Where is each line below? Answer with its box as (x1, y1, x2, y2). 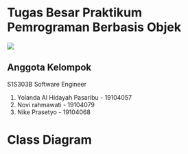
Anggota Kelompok (7, 62, 91, 74)
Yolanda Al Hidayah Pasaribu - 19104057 (16, 93, 132, 101)
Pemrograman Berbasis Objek (7, 19, 182, 35)
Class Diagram (7, 132, 93, 147)
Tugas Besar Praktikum (7, 5, 143, 21)
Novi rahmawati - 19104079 (16, 100, 95, 109)
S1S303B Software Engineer (7, 80, 87, 88)
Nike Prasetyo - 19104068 (16, 108, 91, 116)
